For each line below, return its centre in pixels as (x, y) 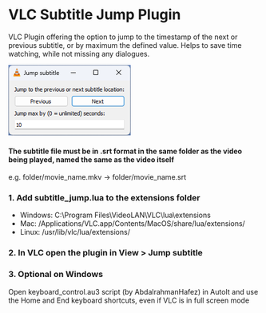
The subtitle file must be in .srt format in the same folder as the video (125, 151)
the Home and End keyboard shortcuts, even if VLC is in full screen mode (129, 300)
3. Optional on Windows (56, 275)
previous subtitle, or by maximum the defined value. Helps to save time (125, 45)
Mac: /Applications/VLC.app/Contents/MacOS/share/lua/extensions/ (132, 224)
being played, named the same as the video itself (91, 159)
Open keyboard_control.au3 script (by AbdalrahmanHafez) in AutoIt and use (133, 291)
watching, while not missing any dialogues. (79, 53)
